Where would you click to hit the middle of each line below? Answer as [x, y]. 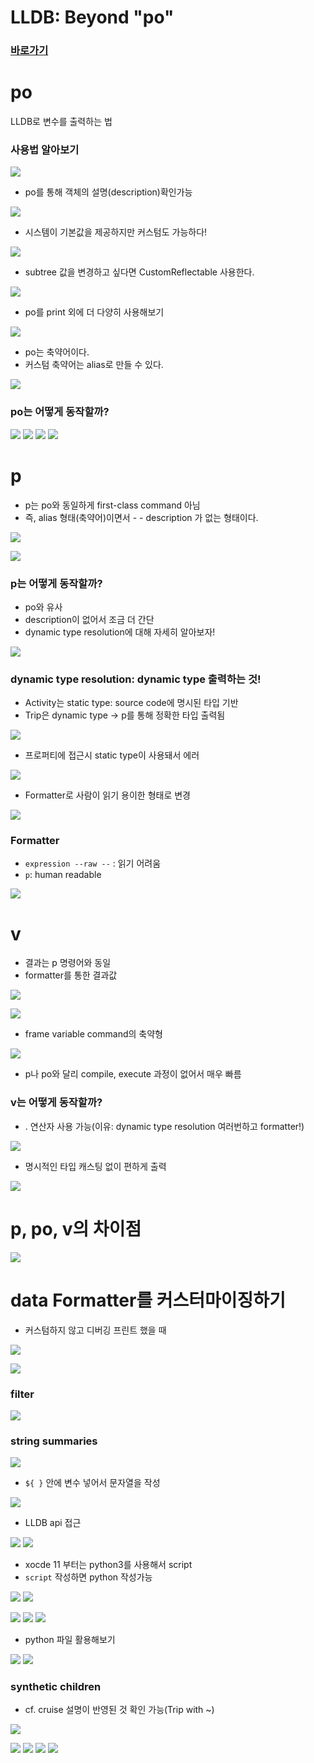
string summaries [54, 1441]
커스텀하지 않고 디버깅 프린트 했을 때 [95, 1330]
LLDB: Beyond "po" [92, 17]
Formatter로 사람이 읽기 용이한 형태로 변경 [107, 795]
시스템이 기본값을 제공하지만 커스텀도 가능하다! [116, 232]
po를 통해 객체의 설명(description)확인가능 [108, 192]
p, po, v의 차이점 [76, 1228]
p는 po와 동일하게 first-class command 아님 [112, 505]
